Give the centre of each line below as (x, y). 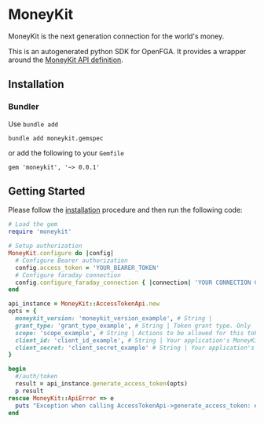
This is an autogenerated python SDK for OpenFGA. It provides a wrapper (127, 51)
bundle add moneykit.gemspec (56, 138)
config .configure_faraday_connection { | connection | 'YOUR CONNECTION (133, 283)
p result (29, 391)
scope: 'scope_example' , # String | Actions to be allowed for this (130, 333)
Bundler (24, 107)
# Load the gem (33, 224)
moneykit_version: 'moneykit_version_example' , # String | (114, 319)
